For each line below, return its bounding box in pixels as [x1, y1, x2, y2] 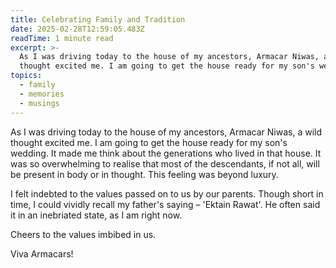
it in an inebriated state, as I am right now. [10, 209, 183, 221]
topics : [10, 71, 43, 81]
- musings [19, 98, 60, 108]
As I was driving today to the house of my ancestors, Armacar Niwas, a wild [10, 126, 323, 138]
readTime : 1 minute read [10, 33, 114, 43]
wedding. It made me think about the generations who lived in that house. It [10, 147, 322, 159]
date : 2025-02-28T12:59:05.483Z [10, 24, 145, 34]
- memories [19, 89, 65, 99]
